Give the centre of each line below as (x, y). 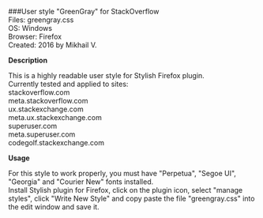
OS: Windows (30, 28)
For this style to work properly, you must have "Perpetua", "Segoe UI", (122, 173)
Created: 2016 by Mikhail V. (53, 45)
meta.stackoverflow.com (48, 101)
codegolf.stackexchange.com (56, 143)
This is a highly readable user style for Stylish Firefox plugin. (107, 75)
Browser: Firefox (35, 36)
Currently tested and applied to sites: (68, 84)
